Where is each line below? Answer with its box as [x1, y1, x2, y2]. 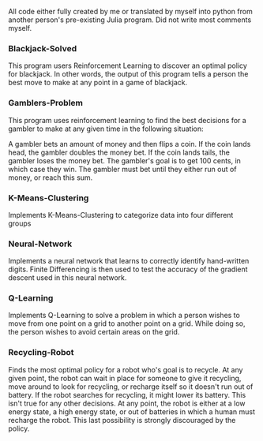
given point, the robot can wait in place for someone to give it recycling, [8, 373, 242, 383]
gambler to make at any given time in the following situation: [8, 124, 204, 133]
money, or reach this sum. [8, 173, 93, 182]
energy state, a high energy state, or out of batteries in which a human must [8, 406, 255, 417]
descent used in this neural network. [8, 273, 127, 282]
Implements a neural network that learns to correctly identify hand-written [8, 256, 250, 266]
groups [8, 219, 32, 228]
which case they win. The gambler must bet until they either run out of [8, 164, 237, 174]
